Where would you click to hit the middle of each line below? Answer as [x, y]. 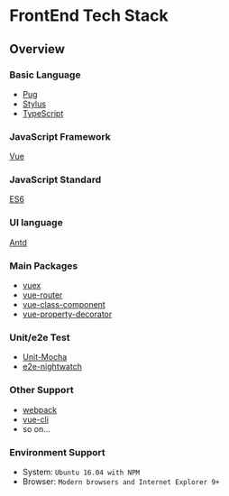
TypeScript [43, 113]
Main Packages [44, 265]
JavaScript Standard [55, 179]
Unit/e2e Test [40, 337]
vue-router [42, 295]
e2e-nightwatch [52, 367]
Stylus [34, 104]
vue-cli [36, 419]
